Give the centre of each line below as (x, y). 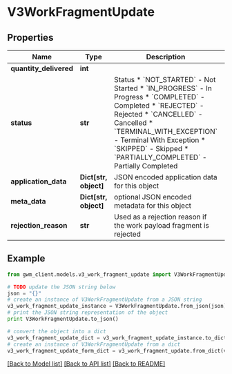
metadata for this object (153, 206)
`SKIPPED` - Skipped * (151, 149)
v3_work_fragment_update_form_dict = (61, 351)
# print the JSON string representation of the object (88, 313)
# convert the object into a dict (57, 331)
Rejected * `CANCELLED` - (158, 114)
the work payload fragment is (161, 225)
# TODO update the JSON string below (61, 287)
